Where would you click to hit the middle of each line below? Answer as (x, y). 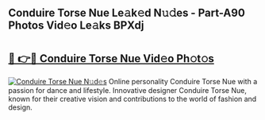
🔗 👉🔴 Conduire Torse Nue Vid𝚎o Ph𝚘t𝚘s (111, 58)
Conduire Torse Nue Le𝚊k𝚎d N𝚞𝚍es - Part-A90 (127, 13)
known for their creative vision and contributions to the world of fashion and (132, 99)
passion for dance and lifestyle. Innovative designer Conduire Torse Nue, (128, 90)
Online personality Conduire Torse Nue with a (183, 81)
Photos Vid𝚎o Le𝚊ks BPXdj (76, 26)
